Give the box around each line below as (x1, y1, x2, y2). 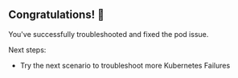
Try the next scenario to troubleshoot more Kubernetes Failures (19, 60, 231, 70)
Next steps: (8, 45, 47, 55)
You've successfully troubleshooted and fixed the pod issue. (8, 29, 209, 39)
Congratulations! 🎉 (8, 8, 105, 22)
